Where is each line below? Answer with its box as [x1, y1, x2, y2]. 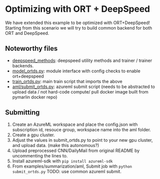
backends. [12, 62, 34, 68]
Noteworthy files [5, 44, 58, 53]
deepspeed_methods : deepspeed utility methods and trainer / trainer [12, 58, 153, 63]
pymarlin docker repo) [12, 94, 58, 100]
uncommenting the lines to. [12, 152, 68, 158]
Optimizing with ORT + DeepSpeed [5, 3, 150, 15]
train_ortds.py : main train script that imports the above [12, 78, 123, 84]
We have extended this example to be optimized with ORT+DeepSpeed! [5, 20, 150, 26]
